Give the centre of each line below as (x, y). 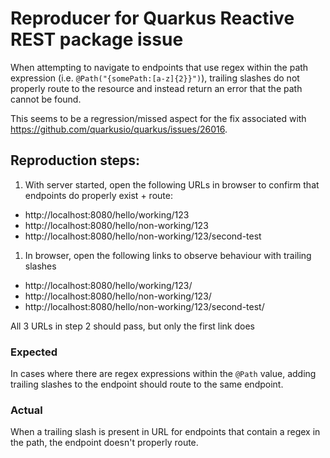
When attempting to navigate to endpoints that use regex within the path (159, 67)
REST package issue (97, 39)
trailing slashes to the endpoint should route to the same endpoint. (147, 384)
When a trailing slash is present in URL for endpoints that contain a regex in (165, 432)
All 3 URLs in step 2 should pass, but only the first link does (132, 326)
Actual (26, 410)
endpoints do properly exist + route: (98, 195)
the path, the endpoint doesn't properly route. (104, 443)
